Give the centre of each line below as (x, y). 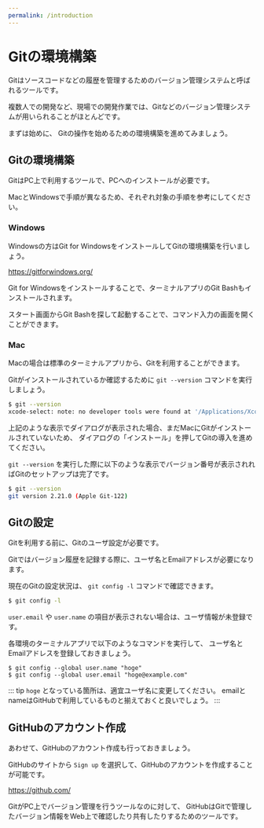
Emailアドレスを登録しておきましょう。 (71, 654)
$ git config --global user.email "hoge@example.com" (98, 675)
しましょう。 (29, 389)
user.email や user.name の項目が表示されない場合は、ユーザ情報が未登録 (127, 617)
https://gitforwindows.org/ (51, 271)
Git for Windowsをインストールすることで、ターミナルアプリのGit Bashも (126, 288)
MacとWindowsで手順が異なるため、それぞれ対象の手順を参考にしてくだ (126, 197)
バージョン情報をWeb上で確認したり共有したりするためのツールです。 (128, 816)
